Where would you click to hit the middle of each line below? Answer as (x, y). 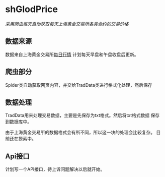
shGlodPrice (31, 9)
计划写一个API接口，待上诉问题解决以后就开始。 (55, 169)
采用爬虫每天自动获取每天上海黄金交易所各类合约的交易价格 (67, 24)
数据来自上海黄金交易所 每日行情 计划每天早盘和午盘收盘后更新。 (72, 54)
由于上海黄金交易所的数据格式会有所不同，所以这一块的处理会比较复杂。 (80, 133)
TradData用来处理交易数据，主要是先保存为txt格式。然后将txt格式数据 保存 (82, 115)
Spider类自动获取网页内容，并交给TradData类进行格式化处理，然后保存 (79, 85)
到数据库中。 (18, 122)
